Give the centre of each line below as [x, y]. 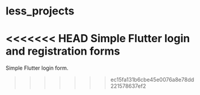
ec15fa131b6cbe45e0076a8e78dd [152, 80]
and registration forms [63, 51]
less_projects [40, 11]
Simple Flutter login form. [37, 68]
